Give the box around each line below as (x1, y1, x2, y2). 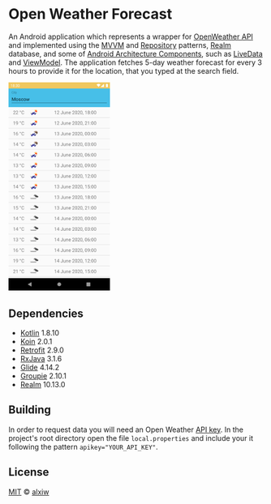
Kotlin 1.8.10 (19, 327, 59, 337)
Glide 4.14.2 (19, 362, 59, 372)
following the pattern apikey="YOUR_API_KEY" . (8, 442, 158, 451)
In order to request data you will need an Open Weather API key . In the (8, 425, 243, 434)
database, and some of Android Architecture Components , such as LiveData (8, 49, 264, 58)
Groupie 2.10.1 (19, 370, 67, 381)
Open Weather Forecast (8, 5, 173, 23)
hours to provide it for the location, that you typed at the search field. (8, 66, 239, 75)
